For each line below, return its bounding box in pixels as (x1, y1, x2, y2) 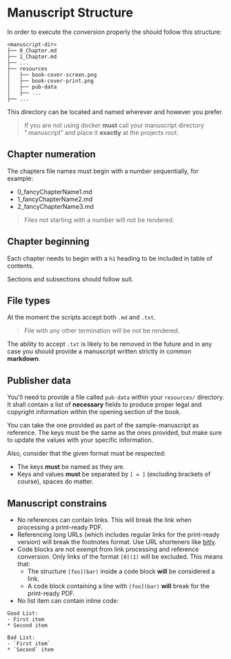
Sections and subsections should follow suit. (7, 275, 134, 283)
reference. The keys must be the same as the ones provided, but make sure (7, 429, 222, 437)
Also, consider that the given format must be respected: (7, 449, 166, 458)
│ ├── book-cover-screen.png (7, 71, 97, 78)
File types (7, 295, 50, 306)
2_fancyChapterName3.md (17, 202, 94, 210)
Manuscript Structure (7, 5, 133, 21)
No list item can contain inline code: (17, 597, 119, 604)
